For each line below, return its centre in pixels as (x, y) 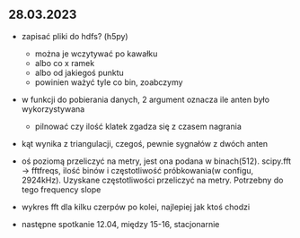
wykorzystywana (53, 109)
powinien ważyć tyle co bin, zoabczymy (109, 82)
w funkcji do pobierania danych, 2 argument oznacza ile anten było (146, 99)
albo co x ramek (65, 63)
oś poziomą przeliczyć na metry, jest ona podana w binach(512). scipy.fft (156, 161)
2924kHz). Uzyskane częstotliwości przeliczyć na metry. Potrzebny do (152, 180)
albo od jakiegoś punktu (79, 72)
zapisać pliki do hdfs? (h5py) (75, 36)
